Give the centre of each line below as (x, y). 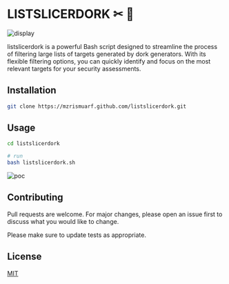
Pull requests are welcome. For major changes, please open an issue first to (115, 214)
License (24, 257)
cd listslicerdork (33, 144)
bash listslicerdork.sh (41, 163)
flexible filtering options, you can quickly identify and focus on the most (109, 61)
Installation (32, 90)
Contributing (35, 197)
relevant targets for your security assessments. (74, 68)
